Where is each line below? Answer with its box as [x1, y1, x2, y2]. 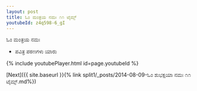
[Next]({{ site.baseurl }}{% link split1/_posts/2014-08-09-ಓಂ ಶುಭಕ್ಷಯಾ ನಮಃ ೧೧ [6, 71, 191, 79]
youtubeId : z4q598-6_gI [6, 20, 66, 26]
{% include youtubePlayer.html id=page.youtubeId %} [6, 60, 139, 67]
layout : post [6, 8, 39, 15]
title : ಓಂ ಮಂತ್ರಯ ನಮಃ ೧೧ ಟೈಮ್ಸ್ [6, 14, 77, 20]
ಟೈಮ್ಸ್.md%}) [6, 78, 37, 85]
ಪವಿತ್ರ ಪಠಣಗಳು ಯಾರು [14, 48, 57, 55]
